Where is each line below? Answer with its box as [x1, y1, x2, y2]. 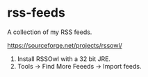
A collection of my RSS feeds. [7, 28, 92, 36]
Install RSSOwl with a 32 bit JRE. [17, 54, 111, 63]
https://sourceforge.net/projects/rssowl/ [7, 41, 123, 49]
